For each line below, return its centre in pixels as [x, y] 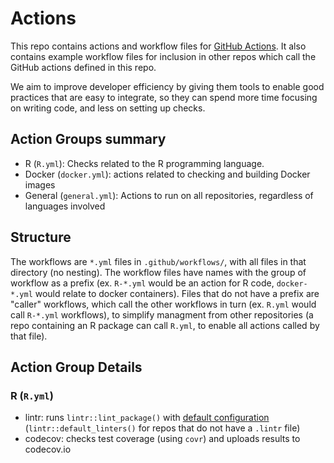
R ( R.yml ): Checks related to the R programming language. [144, 163]
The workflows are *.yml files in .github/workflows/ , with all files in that [158, 261]
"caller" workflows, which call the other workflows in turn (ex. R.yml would [163, 304]
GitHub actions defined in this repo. [83, 67]
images [40, 184]
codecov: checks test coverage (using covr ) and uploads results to [162, 439]
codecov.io [48, 449]
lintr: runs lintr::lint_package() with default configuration [147, 418]
